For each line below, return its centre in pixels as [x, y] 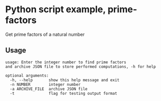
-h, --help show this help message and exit [65, 80]
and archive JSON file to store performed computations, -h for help [81, 67]
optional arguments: [27, 75]
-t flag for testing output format [63, 93]
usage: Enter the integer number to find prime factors [66, 62]
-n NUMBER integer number [45, 84]
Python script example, [56, 9]
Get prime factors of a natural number [45, 34]
